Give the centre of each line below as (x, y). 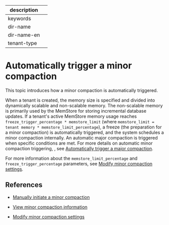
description (24, 10)
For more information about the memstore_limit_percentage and (72, 158)
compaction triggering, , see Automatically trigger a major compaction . (79, 148)
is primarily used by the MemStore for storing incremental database (76, 111)
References (24, 185)
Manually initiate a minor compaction (51, 197)
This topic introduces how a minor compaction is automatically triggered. (82, 90)
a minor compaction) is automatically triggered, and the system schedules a (84, 132)
